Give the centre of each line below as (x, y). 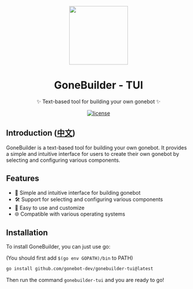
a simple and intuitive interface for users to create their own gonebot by (93, 154)
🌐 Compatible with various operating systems (70, 214)
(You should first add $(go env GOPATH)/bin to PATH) (70, 258)
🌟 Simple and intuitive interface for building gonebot (77, 192)
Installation (27, 232)
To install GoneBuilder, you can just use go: (58, 247)
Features (23, 178)
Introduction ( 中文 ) (41, 133)
